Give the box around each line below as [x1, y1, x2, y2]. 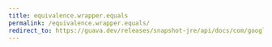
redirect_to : [8, 26, 53, 34]
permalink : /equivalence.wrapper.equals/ [8, 19, 151, 27]
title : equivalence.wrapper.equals [8, 11, 129, 20]
